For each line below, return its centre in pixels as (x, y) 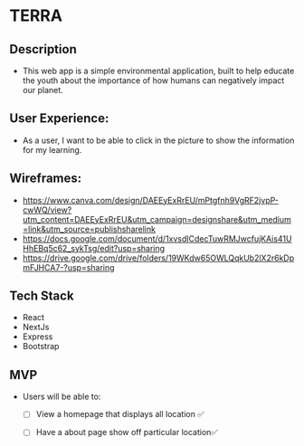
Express (38, 337)
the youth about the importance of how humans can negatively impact (153, 81)
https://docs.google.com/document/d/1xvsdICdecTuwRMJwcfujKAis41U (157, 238)
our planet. (43, 90)
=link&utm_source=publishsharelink (89, 229)
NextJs (36, 327)
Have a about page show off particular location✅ (127, 432)
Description (43, 49)
